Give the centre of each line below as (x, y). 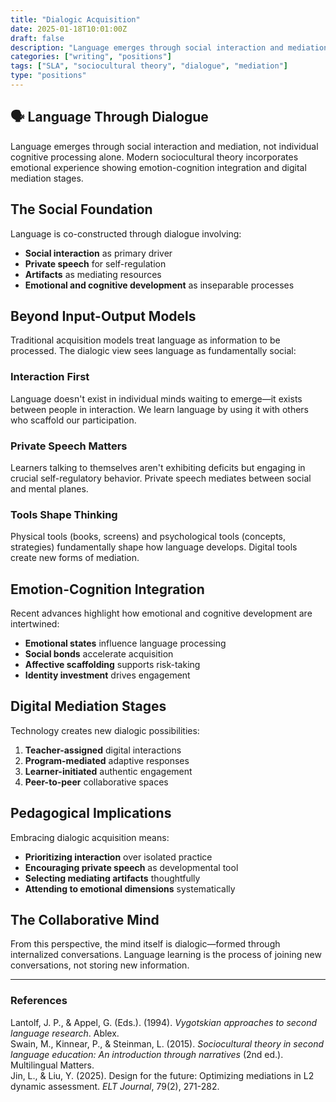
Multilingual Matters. (52, 1065)
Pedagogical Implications (91, 813)
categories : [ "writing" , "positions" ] (91, 57)
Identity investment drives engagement (107, 675)
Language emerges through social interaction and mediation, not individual (164, 146)
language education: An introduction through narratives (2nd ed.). (147, 1054)
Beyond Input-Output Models (103, 316)
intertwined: (35, 624)
